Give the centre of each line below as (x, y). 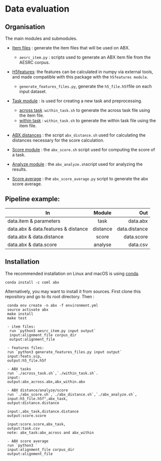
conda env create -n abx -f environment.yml (52, 305)
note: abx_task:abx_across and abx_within (51, 432)
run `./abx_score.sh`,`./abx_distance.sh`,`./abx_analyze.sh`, (72, 394)
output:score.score (27, 415)
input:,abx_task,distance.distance (43, 411)
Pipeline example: (33, 199)
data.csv (138, 244)
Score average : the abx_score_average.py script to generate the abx (80, 179)
